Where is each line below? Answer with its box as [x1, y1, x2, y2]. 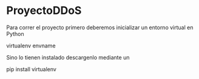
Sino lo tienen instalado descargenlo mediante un [6, 53, 130, 61]
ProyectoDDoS [6, 4, 82, 18]
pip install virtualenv [6, 65, 56, 73]
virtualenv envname [6, 42, 56, 49]
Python [6, 30, 24, 37]
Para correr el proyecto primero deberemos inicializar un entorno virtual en [6, 24, 194, 31]
